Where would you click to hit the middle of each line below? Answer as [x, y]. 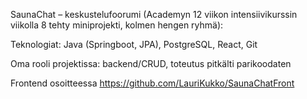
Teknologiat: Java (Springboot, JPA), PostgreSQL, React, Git [134, 44]
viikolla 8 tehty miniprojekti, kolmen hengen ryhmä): [117, 25]
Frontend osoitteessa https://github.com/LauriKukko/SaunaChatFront [152, 83]
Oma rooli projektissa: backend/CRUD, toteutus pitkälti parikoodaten [151, 63]
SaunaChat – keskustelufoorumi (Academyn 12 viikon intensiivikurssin [154, 14]
